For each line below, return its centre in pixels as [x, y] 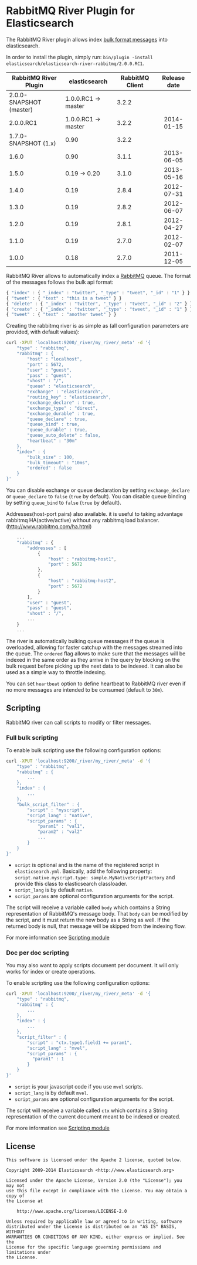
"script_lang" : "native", [60, 815]
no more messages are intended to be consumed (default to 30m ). [85, 689]
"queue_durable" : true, [57, 430]
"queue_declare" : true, [57, 419]
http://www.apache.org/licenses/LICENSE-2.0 [72, 1211]
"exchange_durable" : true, [61, 414]
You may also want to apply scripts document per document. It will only [92, 965]
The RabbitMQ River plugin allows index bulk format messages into [87, 39]
